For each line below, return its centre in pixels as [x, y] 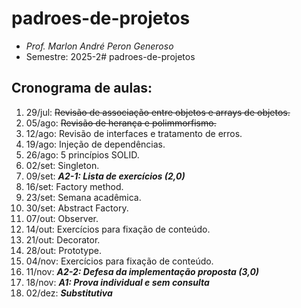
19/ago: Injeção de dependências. [95, 144]
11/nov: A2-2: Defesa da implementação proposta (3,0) [142, 271]
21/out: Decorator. [63, 239]
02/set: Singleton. [62, 165]
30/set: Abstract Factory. [77, 208]
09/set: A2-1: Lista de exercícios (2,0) [105, 176]
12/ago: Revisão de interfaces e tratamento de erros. [134, 133]
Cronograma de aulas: [82, 88]
